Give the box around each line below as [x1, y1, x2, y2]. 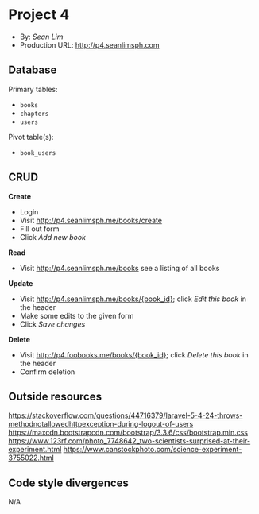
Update [8, 278, 33, 288]
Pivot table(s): [8, 132, 54, 141]
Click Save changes [19, 319, 86, 329]
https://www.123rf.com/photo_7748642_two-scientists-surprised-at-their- [8, 436, 251, 446]
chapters [19, 110, 49, 118]
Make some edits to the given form [19, 311, 134, 320]
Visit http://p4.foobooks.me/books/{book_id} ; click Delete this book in [19, 350, 249, 359]
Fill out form [19, 224, 60, 234]
